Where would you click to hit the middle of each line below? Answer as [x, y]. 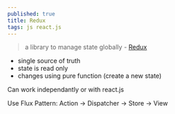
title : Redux [27, 21]
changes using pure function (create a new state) [89, 76]
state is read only [43, 69]
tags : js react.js [34, 27]
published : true [31, 14]
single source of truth [49, 61]
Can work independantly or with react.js [66, 90]
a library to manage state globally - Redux [86, 47]
